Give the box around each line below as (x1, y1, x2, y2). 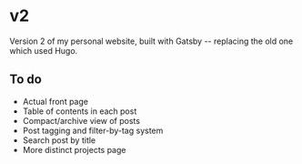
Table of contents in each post (22, 106, 137, 117)
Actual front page (22, 96, 89, 107)
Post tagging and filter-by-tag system (22, 125, 164, 136)
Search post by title (22, 134, 96, 146)
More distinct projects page (22, 144, 126, 155)
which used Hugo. (9, 45, 78, 56)
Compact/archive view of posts (22, 115, 141, 126)
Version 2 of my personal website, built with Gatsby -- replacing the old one (9, 36, 294, 46)
